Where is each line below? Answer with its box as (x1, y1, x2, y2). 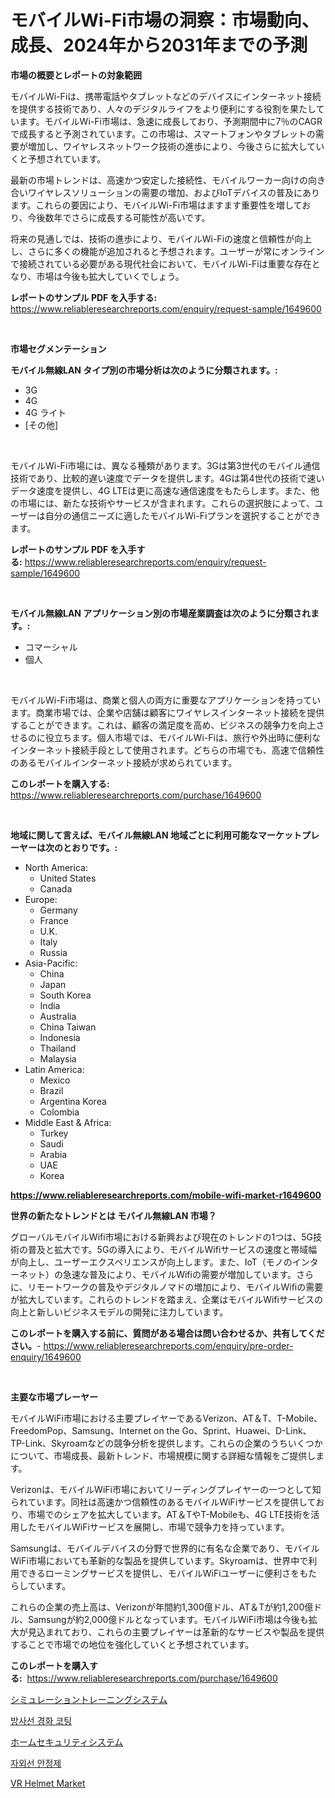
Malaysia (39, 1052, 77, 1065)
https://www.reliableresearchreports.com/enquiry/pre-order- (43, 1339, 294, 1351)
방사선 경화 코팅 (10, 1714, 73, 1726)
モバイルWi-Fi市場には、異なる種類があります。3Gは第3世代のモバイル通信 (10, 459, 321, 471)
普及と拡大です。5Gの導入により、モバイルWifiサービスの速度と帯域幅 (27, 1243, 318, 1255)
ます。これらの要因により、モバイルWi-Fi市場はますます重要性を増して (10, 199, 303, 211)
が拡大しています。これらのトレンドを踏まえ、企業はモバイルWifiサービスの (10, 1293, 323, 1305)
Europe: (24, 893, 58, 905)
